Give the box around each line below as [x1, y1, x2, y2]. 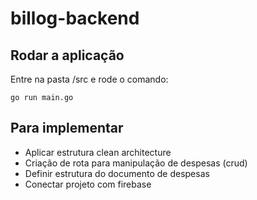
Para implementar [10, 120, 124, 137]
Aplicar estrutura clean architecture [24, 146, 172, 158]
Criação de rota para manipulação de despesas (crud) [24, 157, 248, 169]
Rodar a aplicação [10, 47, 125, 64]
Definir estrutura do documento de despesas [24, 167, 210, 179]
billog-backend [10, 7, 140, 30]
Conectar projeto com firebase [24, 178, 152, 190]
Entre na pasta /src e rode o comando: [10, 73, 169, 85]
